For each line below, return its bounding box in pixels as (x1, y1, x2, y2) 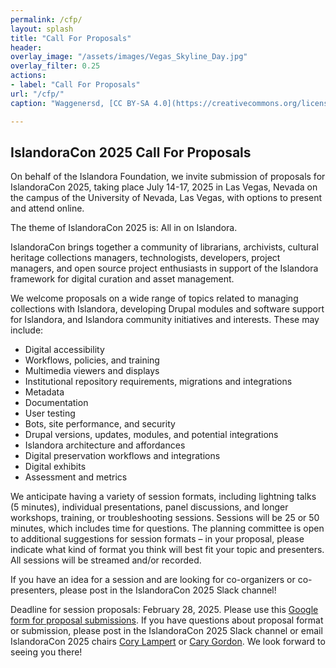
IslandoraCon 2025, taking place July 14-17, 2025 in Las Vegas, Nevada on (10, 181, 318, 193)
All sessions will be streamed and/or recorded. (10, 554, 202, 566)
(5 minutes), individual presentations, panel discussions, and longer (10, 501, 289, 513)
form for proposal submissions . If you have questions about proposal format (10, 614, 324, 626)
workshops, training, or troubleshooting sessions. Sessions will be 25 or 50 (10, 512, 320, 524)
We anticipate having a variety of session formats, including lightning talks (10, 491, 317, 503)
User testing (24, 407, 76, 420)
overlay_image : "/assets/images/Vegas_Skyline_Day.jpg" (10, 52, 248, 62)
